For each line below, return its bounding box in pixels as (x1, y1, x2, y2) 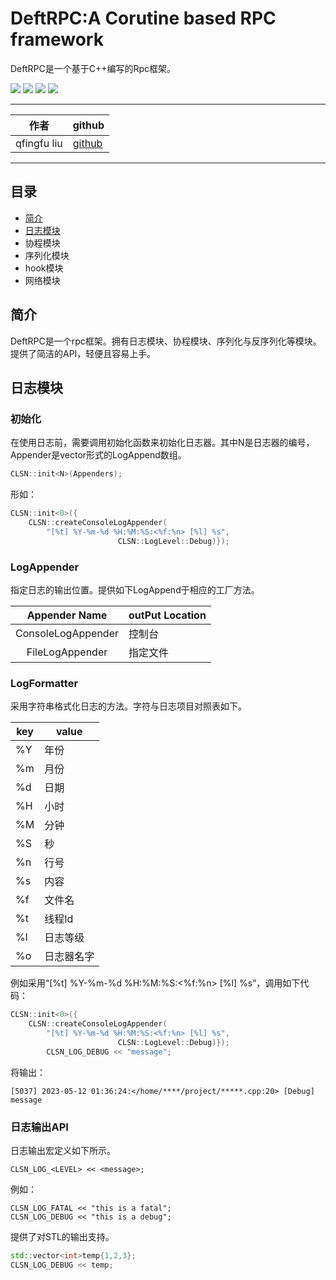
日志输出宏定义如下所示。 (10, 1144, 116, 1156)
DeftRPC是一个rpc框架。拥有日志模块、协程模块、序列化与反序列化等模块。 (10, 335, 322, 347)
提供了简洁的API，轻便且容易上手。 (10, 347, 157, 359)
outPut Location (128, 608, 207, 622)
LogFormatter (10, 676, 79, 690)
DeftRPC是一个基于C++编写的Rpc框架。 (10, 62, 177, 74)
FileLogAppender (26, 645, 108, 659)
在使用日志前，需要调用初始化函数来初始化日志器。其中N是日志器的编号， (10, 437, 315, 449)
